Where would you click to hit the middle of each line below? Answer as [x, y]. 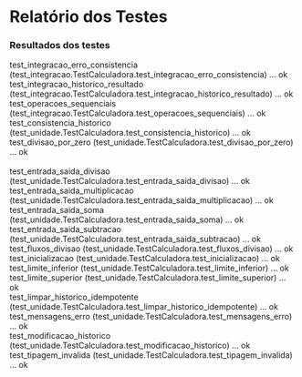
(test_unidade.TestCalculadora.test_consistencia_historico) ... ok [130, 133]
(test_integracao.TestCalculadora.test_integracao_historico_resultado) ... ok [151, 94]
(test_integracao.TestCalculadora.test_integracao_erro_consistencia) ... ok [149, 75]
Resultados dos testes [60, 46]
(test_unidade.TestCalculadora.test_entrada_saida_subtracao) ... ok [135, 239]
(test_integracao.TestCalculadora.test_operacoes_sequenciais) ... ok [138, 113]
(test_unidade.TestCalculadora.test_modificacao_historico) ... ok [130, 346]
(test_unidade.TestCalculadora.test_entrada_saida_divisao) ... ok [130, 181]
